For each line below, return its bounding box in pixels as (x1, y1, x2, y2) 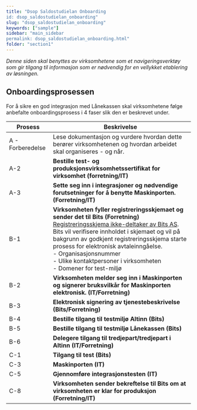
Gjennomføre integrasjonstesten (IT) (52, 369, 158, 378)
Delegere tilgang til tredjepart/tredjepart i (52, 334, 171, 342)
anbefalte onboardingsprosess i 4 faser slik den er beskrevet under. (6, 109, 170, 116)
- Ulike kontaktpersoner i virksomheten (52, 257, 161, 265)
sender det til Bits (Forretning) (52, 213, 140, 221)
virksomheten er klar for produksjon (52, 387, 157, 395)
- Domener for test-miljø (52, 264, 122, 272)
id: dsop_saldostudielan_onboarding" (6, 14, 98, 20)
